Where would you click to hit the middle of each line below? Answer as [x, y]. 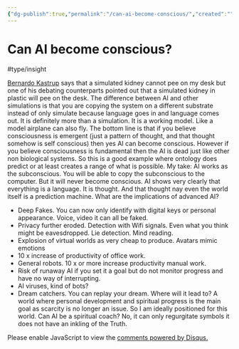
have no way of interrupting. [59, 278]
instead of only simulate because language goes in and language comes [113, 113]
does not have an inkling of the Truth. [73, 323]
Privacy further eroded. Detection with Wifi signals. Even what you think [123, 225]
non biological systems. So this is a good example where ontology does [112, 158]
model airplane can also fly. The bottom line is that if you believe [102, 128]
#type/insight [27, 69]
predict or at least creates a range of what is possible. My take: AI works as [118, 166]
